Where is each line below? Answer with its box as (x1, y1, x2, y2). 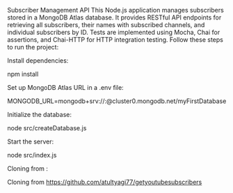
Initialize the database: (7, 111, 72, 118)
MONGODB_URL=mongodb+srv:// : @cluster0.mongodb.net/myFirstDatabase (7, 97, 227, 105)
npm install (7, 70, 39, 78)
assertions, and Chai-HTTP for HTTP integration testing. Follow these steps (7, 36, 224, 44)
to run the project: (7, 43, 59, 51)
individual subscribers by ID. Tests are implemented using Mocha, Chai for (7, 28, 220, 36)
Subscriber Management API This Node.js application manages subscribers (7, 6, 224, 14)
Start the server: (7, 137, 54, 146)
